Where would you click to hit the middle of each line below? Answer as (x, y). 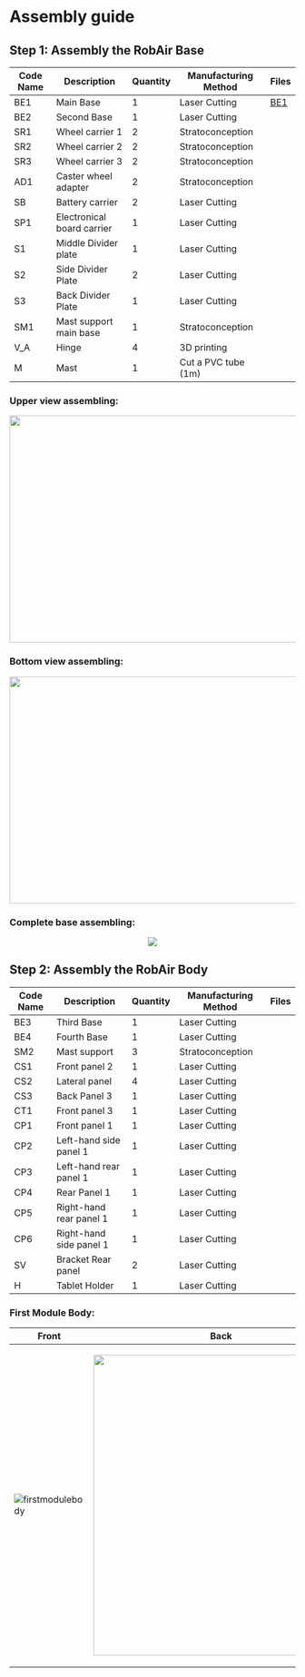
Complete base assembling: (73, 922)
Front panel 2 (84, 1066)
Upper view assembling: (64, 400)
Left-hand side (88, 1139)
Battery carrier (87, 202)
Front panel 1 (84, 1125)
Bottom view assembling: (67, 662)
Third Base (79, 1021)
